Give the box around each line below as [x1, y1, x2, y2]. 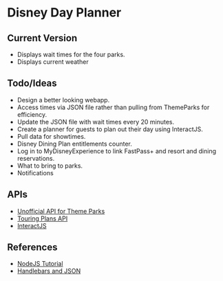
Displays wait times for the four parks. [17, 50, 125, 58]
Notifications [17, 168, 54, 177]
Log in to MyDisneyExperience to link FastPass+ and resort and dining [17, 146, 217, 155]
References [7, 242, 58, 254]
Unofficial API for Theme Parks [17, 207, 105, 215]
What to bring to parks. [17, 161, 83, 170]
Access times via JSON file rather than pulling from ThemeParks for [17, 103, 210, 111]
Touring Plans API [17, 214, 68, 223]
